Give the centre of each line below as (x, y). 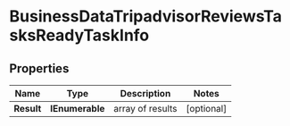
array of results (145, 109)
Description (145, 93)
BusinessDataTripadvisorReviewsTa (146, 17)
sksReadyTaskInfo (79, 35)
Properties (39, 68)
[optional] (207, 109)
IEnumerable (78, 109)
